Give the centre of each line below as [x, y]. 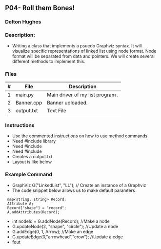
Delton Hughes [23, 22]
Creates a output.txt [32, 157]
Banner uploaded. [67, 103]
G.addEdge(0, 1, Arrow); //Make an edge [53, 231]
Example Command [29, 174]
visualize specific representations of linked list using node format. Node [84, 51]
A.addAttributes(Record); [33, 212]
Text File [57, 110]
